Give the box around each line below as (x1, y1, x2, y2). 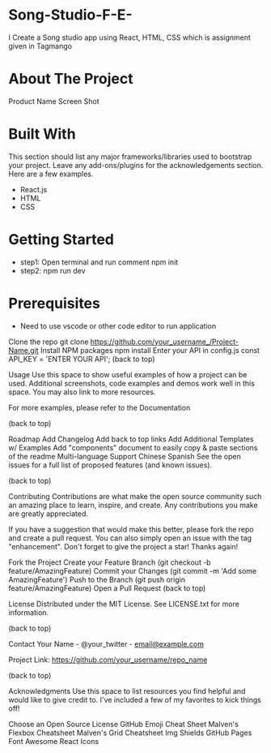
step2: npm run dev (19, 265, 87, 275)
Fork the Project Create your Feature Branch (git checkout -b (8, 557, 212, 567)
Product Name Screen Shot (8, 96, 100, 106)
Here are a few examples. (8, 169, 94, 179)
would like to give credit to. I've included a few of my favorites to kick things (8, 695, 261, 704)
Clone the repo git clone (8, 337, 89, 346)
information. (8, 607, 49, 617)
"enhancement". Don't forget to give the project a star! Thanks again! (8, 541, 239, 551)
